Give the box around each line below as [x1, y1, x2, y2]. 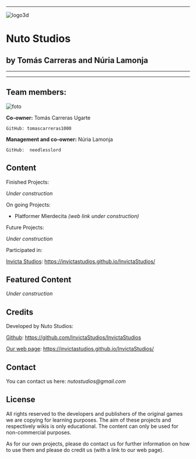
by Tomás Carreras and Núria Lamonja [6, 55, 149, 65]
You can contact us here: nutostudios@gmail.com [6, 378, 127, 385]
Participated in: [6, 246, 43, 253]
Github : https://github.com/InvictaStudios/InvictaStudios [6, 334, 141, 341]
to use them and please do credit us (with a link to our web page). [6, 446, 164, 453]
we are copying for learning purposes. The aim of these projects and [6, 416, 171, 423]
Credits [6, 307, 34, 317]
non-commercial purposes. [6, 429, 72, 436]
